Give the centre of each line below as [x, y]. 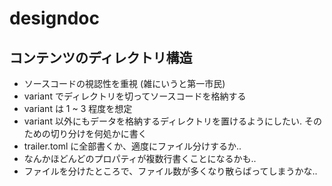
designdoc [55, 18]
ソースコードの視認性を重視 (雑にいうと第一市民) [124, 83]
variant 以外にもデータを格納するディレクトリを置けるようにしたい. [162, 121]
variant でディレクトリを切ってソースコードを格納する [135, 96]
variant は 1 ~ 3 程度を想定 [78, 108]
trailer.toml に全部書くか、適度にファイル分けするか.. [132, 146]
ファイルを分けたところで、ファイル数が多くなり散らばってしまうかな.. [170, 171]
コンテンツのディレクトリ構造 [101, 57]
